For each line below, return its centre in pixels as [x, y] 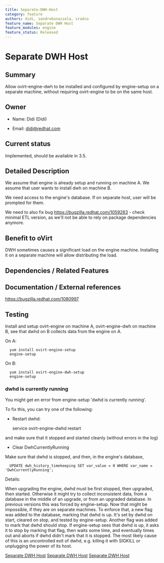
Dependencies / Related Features [57, 270]
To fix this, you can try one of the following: [49, 409]
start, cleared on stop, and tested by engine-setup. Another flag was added [82, 520]
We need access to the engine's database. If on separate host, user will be [81, 198]
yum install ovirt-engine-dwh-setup [47, 372]
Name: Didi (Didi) [29, 119]
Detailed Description [37, 171]
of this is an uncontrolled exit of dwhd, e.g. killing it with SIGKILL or [73, 540]
